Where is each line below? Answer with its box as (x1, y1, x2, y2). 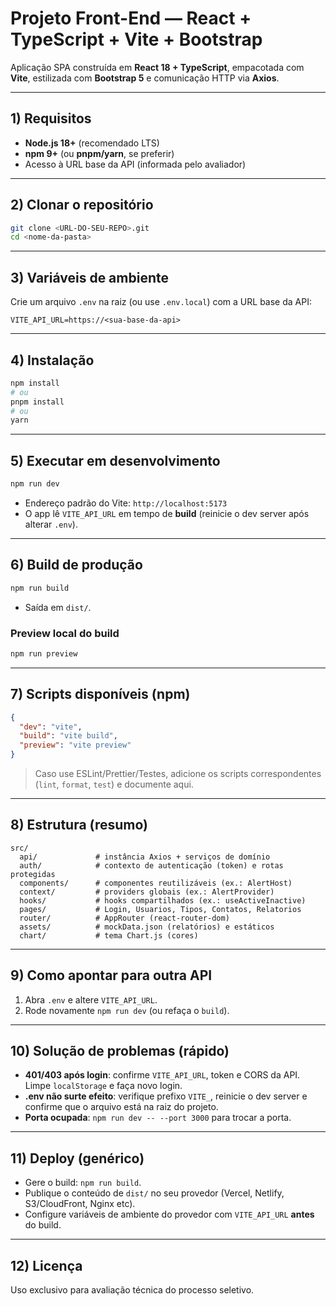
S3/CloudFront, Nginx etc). (24, 1198, 136, 1210)
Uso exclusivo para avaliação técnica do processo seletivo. (10, 1284, 255, 1296)
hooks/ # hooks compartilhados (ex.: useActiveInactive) (19, 895, 307, 906)
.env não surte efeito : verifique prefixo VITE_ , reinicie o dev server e (24, 1090, 308, 1102)
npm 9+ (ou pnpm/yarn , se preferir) (24, 147, 175, 159)
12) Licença (10, 1257, 83, 1274)
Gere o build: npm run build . (24, 1177, 142, 1189)
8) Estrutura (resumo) (10, 817, 148, 834)
